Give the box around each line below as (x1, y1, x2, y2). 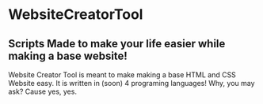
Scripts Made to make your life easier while (8, 37, 226, 50)
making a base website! (8, 49, 128, 62)
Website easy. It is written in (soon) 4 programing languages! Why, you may (8, 79, 255, 87)
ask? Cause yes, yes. (8, 87, 78, 96)
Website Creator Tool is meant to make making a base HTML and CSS (8, 70, 236, 80)
